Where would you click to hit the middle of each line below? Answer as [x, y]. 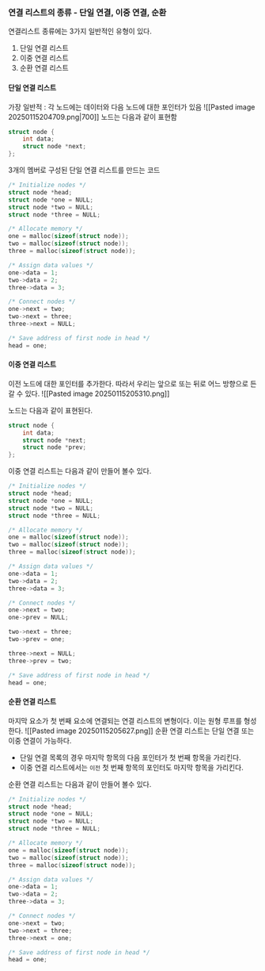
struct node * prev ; [55, 447]
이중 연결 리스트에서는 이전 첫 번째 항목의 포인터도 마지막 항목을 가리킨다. [131, 767]
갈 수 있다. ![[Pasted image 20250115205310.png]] [89, 393]
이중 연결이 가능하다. [40, 740]
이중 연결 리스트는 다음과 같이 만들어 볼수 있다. [80, 471]
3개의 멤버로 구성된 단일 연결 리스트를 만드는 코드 [84, 170]
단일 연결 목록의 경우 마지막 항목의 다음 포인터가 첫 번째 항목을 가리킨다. [130, 757]
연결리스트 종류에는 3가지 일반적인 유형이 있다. [80, 31]
